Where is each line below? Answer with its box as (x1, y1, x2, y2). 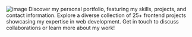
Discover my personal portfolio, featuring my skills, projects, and (29, 6, 187, 12)
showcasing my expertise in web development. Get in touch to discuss (6, 18, 180, 25)
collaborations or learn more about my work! (6, 24, 115, 31)
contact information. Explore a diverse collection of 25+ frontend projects (6, 12, 186, 19)
